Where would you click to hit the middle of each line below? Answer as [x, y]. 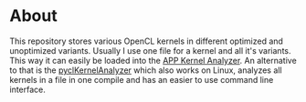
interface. [27, 89]
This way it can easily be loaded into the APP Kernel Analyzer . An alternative [153, 60]
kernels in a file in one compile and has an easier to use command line [142, 79]
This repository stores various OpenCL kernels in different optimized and [146, 41]
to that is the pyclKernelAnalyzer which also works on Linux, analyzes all [146, 70]
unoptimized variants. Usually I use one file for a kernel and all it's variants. [150, 50]
